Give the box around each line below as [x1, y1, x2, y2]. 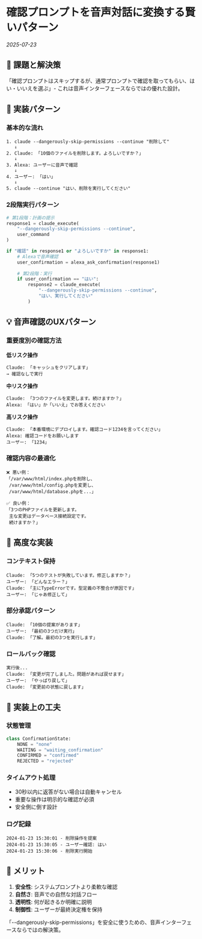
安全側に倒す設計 [14, 803, 58, 810]
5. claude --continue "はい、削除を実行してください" [6, 185, 131, 192]
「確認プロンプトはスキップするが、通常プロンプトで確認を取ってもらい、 [6, 77, 190, 84]
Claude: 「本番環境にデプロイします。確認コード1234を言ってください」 [6, 426, 164, 432]
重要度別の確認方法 [6, 336, 62, 345]
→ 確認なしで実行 [6, 371, 43, 377]
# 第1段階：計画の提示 [6, 215, 55, 221]
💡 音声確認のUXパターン [6, 317, 96, 327]
